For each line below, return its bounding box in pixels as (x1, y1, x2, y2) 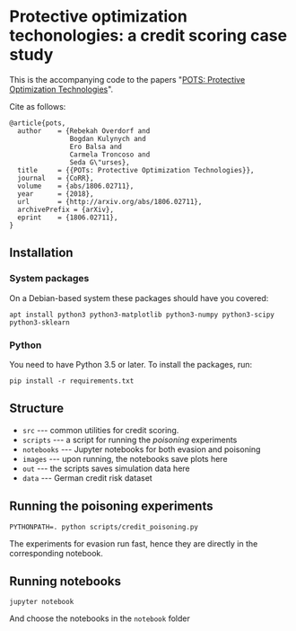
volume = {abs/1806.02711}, (17, 182, 135, 191)
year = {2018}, (17, 189, 94, 199)
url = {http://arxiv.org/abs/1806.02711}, (17, 197, 203, 206)
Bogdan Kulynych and (69, 134, 146, 143)
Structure (9, 401, 65, 416)
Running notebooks (9, 573, 121, 589)
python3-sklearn (9, 317, 70, 327)
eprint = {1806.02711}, (17, 213, 118, 222)
